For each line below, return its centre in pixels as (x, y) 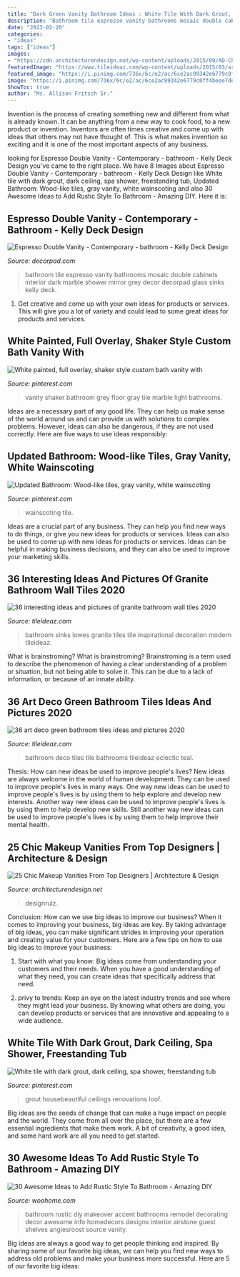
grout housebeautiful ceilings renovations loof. (93, 1099)
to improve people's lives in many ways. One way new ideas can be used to (119, 787)
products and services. (51, 319)
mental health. (29, 825)
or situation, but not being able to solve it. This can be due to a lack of (110, 671)
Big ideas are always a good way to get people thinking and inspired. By (113, 1243)
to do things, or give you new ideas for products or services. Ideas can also (119, 534)
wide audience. (40, 1021)
